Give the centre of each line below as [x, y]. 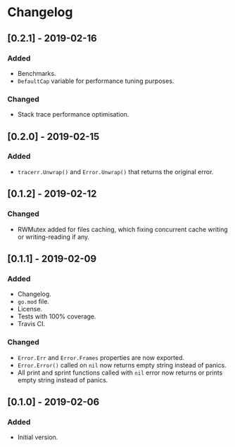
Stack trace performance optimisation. [73, 115]
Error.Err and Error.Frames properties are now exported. [101, 357]
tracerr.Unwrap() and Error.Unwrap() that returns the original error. [115, 171]
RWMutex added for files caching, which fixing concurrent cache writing [123, 229]
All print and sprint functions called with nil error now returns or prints [120, 372]
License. [30, 309]
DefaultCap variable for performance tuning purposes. [96, 81]
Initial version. [38, 437]
